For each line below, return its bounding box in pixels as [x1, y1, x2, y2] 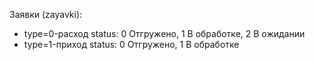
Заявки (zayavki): [9, 9, 83, 20]
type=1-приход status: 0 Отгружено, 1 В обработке [23, 39, 240, 50]
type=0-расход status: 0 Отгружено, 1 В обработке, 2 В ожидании [23, 28, 306, 39]
